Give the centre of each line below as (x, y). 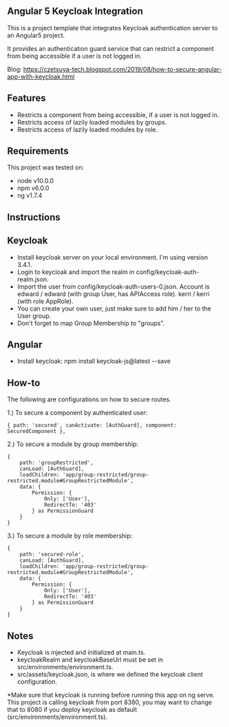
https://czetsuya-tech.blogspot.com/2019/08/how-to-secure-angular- (122, 69)
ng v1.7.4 (30, 196)
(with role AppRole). (45, 301)
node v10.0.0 (35, 181)
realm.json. (33, 279)
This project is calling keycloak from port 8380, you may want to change (110, 702)
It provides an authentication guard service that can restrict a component (111, 48)
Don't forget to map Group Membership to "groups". (91, 323)
